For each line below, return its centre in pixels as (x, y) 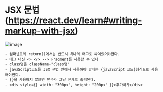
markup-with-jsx (40, 31)
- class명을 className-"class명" (37, 64)
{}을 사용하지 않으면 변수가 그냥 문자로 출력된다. (53, 80)
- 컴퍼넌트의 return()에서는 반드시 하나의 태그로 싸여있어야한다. (63, 54)
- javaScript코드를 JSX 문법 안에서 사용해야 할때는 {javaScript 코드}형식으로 (77, 69)
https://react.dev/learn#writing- (75, 21)
